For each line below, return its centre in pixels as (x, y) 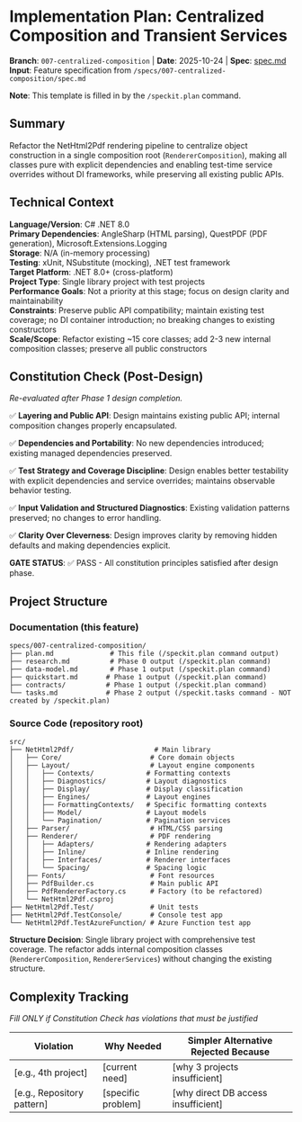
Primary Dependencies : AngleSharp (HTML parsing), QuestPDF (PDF (138, 233)
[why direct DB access (220, 1093)
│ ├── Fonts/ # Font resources (112, 876)
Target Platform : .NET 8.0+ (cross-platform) (91, 272)
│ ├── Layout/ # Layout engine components (132, 766)
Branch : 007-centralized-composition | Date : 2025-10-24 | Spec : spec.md (148, 60)
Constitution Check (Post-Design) (107, 377)
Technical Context (62, 203)
